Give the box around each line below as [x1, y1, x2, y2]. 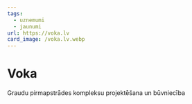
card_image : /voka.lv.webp [7, 36, 85, 43]
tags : [7, 10, 23, 17]
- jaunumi [13, 23, 42, 30]
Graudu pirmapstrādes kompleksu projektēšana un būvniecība [7, 89, 186, 97]
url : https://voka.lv [7, 29, 70, 37]
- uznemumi [13, 17, 45, 24]
